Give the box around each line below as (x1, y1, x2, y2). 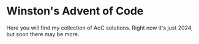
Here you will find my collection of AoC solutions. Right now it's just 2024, (6, 24, 193, 31)
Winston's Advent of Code (6, 4, 144, 18)
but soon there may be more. (6, 30, 80, 37)
